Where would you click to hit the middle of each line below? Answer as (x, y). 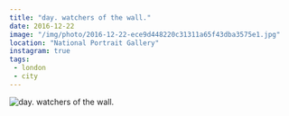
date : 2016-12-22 (42, 26)
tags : (19, 59)
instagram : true (40, 51)
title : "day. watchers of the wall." (80, 18)
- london (30, 68)
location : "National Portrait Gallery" (84, 43)
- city (26, 76)
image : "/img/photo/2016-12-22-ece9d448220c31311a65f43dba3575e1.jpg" (145, 34)
